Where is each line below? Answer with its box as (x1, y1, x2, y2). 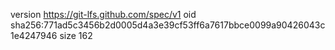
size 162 (59, 30, 93, 41)
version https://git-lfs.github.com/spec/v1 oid (10, 9, 197, 20)
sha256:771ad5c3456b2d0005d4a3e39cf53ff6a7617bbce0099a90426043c (10, 19, 326, 31)
